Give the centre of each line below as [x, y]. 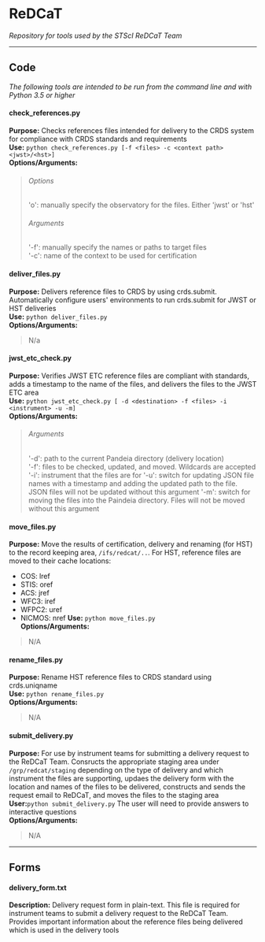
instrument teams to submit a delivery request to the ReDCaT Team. [119, 914]
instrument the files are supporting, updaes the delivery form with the [121, 778]
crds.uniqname [33, 685]
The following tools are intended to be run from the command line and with [131, 87]
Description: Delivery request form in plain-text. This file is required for [125, 905]
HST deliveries [33, 308]
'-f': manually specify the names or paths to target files [117, 247]
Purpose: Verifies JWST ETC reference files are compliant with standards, [129, 376]
